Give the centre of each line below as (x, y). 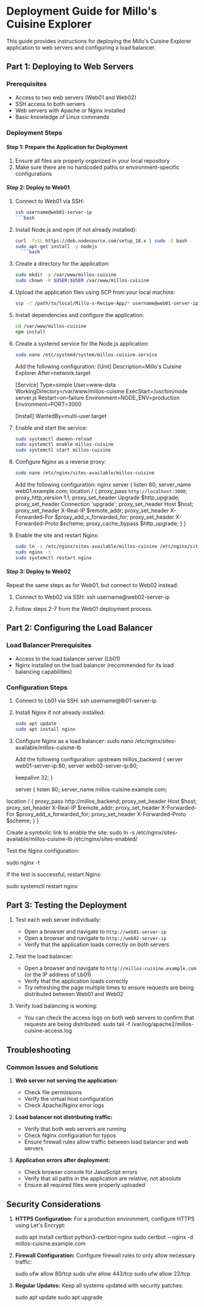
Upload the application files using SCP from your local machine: (95, 292)
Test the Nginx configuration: (43, 850)
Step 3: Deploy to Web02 (39, 572)
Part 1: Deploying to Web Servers (70, 67)
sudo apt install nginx (45, 729)
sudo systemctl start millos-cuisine (63, 450)
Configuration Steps (37, 687)
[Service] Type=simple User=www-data (65, 385)
